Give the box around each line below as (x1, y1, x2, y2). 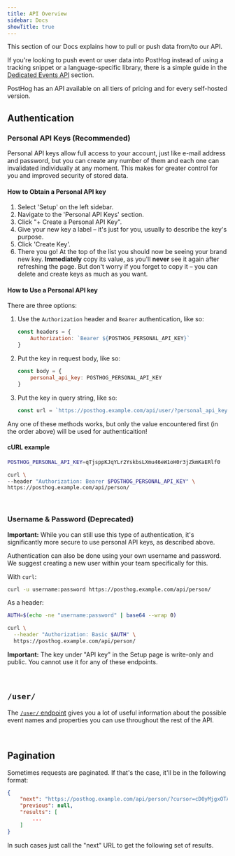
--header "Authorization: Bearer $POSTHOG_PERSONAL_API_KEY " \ (7, 477, 196, 485)
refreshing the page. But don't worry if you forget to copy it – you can (17, 262, 218, 271)
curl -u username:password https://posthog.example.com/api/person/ (7, 586, 211, 593)
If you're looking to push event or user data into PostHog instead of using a (7, 56, 224, 64)
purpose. (17, 232, 44, 241)
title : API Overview (7, 10, 68, 17)
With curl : (7, 572, 37, 581)
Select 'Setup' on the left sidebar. (17, 203, 114, 211)
